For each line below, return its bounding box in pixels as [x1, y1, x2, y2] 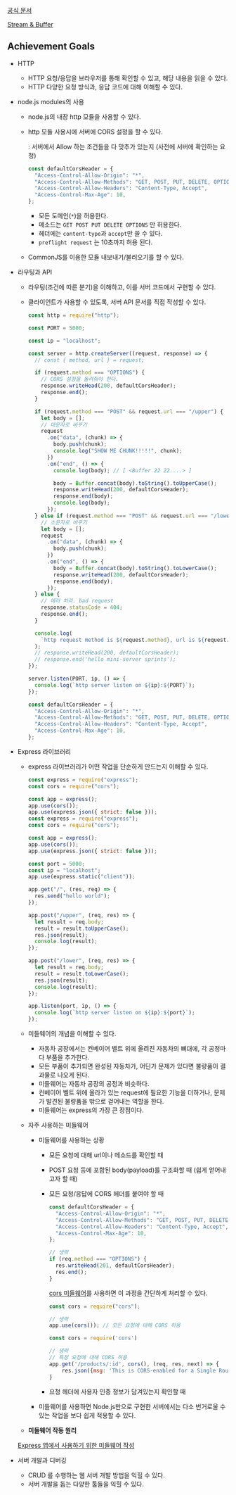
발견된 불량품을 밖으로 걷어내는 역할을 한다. [46, 1097, 164, 1106]
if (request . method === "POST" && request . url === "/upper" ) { [34, 408, 223, 415]
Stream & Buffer [7, 20, 54, 28]
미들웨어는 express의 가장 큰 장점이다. [38, 1106, 144, 1114]
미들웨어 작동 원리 [27, 1426, 77, 1434]
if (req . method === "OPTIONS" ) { [48, 1256, 147, 1263]
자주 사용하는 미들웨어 [27, 1121, 89, 1130]
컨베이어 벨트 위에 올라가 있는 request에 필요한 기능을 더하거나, [38, 1088, 213, 1097]
